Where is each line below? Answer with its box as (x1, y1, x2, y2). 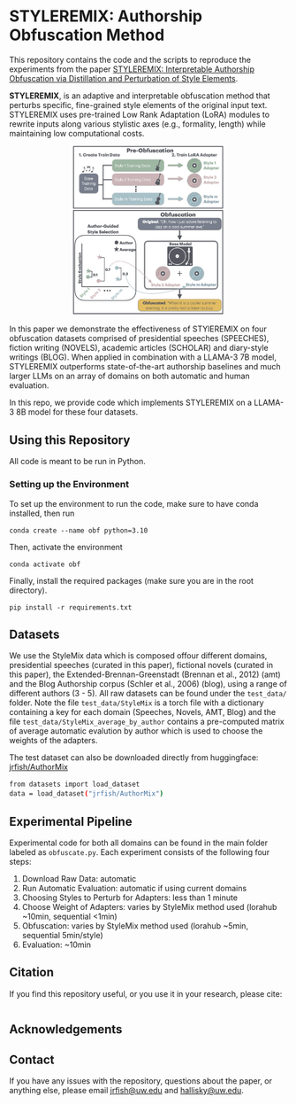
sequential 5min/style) (21, 929, 103, 940)
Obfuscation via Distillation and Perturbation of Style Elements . (9, 73, 239, 83)
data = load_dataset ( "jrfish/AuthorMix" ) (9, 789, 164, 798)
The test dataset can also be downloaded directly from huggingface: (9, 752, 259, 763)
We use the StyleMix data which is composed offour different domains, (9, 650, 268, 661)
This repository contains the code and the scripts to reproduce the (9, 54, 252, 65)
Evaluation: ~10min (21, 939, 91, 950)
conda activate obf (9, 560, 81, 569)
